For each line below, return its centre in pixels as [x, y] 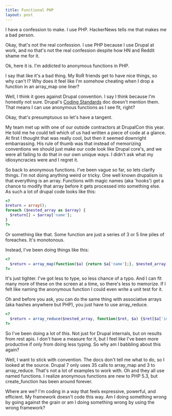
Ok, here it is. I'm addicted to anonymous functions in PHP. [67, 66]
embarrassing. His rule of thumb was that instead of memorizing [73, 143]
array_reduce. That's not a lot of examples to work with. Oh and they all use [85, 370]
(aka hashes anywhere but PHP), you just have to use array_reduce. [77, 305]
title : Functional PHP [29, 10]
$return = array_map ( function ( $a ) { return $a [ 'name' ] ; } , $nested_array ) [89, 264]
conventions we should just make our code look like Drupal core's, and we [84, 149]
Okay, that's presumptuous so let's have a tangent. [59, 117]
